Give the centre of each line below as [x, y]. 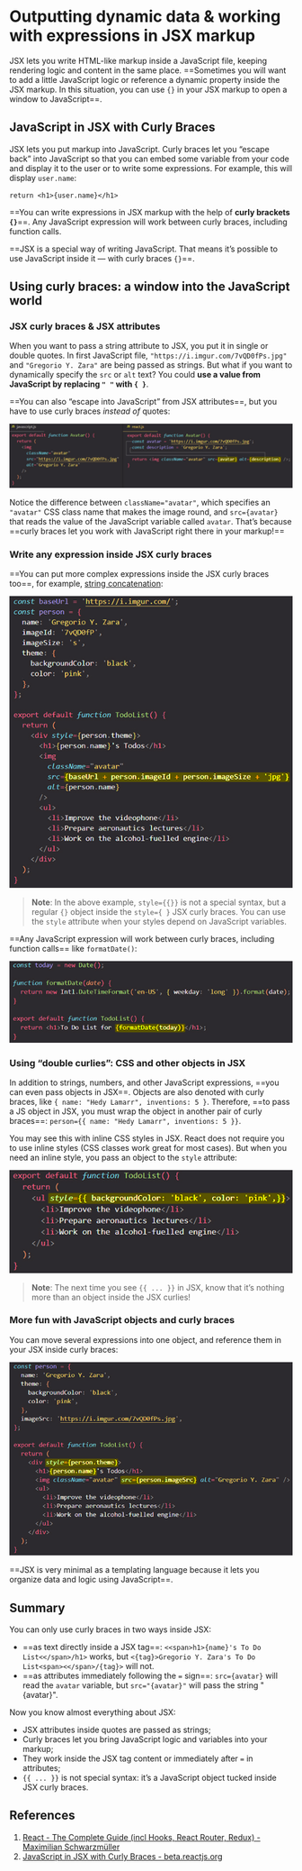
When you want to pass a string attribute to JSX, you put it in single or [139, 346]
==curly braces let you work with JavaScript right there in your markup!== [147, 531]
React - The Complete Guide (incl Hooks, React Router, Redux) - [141, 1837]
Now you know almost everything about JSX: [93, 1712]
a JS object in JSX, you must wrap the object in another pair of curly [136, 1111]
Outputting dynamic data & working [145, 17]
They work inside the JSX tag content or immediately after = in [138, 1758]
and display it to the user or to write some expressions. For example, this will [151, 168]
